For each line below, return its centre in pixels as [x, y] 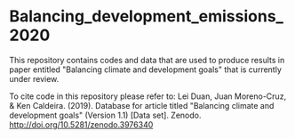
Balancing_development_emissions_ [147, 16]
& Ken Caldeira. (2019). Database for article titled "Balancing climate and [142, 105]
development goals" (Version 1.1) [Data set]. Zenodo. [105, 115]
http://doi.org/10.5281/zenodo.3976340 [81, 124]
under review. [34, 78]
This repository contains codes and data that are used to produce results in [147, 60]
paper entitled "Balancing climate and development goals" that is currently [146, 69]
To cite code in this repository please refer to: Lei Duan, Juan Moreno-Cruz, [148, 96]
